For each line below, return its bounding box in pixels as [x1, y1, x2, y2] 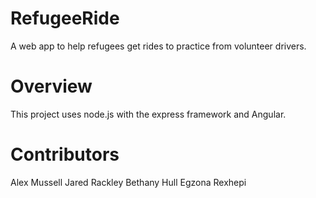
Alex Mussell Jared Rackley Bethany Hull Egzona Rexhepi [10, 176, 247, 188]
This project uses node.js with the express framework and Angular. [10, 108, 287, 120]
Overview [10, 75, 93, 98]
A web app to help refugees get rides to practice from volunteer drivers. [10, 40, 307, 52]
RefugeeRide [10, 7, 120, 30]
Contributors [10, 143, 120, 166]
